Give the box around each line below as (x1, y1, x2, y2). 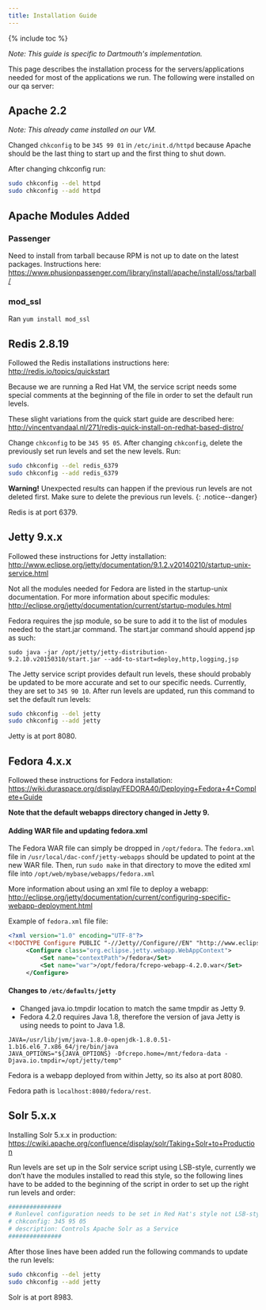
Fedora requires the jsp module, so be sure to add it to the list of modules (8, 616, 248, 626)
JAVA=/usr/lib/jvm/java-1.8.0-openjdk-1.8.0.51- (8, 1035, 172, 1044)
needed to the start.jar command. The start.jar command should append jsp (8, 624, 256, 634)
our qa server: (8, 81, 55, 91)
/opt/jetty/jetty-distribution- (61, 648, 169, 656)
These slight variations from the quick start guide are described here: (8, 414, 235, 423)
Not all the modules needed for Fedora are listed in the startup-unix (8, 584, 228, 593)
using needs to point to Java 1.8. (19, 1020, 125, 1030)
